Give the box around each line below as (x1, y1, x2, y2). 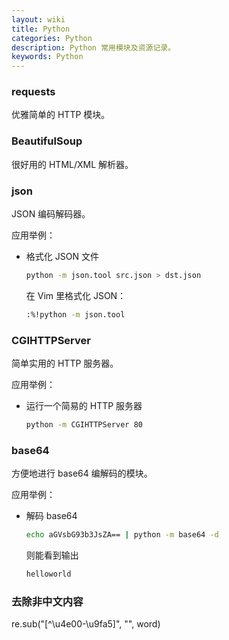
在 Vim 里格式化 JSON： (25, 289, 127, 301)
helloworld (25, 569, 72, 580)
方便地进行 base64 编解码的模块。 (11, 467, 153, 480)
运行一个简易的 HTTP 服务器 (25, 400, 143, 412)
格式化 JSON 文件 (25, 251, 99, 263)
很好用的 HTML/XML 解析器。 (11, 158, 134, 170)
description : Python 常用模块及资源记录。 (11, 42, 176, 53)
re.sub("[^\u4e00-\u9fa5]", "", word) (11, 618, 161, 630)
